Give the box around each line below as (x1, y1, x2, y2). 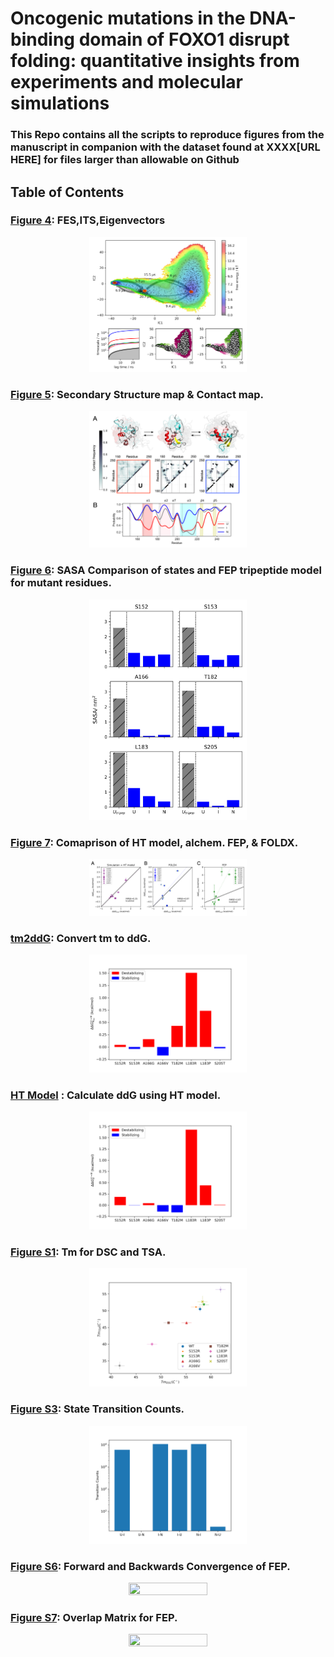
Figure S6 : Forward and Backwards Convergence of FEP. (10, 1559, 291, 1573)
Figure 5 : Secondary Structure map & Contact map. (10, 387, 265, 401)
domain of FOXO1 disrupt (78, 28, 290, 51)
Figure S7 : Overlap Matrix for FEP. (10, 1610, 178, 1624)
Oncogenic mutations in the (10, 7, 246, 30)
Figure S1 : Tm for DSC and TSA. (10, 1245, 167, 1259)
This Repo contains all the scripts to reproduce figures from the (10, 128, 325, 142)
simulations (10, 92, 110, 115)
